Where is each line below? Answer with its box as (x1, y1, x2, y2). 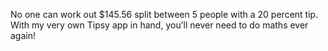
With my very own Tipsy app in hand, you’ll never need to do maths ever (10, 19, 309, 31)
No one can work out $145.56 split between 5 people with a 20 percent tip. (10, 9, 319, 20)
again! (10, 30, 36, 41)
